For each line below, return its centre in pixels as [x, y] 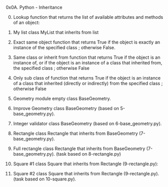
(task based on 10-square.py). [45, 179]
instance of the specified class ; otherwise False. [64, 47]
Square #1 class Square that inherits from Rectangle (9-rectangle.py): [86, 164]
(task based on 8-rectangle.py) [89, 154]
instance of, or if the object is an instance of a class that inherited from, [88, 63]
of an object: [26, 23]
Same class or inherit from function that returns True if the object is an [87, 57]
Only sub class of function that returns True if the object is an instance [87, 78]
